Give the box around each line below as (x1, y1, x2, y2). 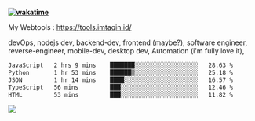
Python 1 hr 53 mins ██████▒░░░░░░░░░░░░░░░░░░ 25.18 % (8, 68, 234, 76)
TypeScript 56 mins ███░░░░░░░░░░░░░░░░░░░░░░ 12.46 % (8, 83, 234, 91)
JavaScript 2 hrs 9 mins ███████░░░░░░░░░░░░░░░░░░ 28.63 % (8, 61, 234, 69)
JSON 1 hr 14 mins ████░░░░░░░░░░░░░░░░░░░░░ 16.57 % (8, 75, 234, 84)
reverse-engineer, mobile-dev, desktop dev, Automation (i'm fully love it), (8, 46, 245, 55)
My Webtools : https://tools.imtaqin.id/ (8, 23, 132, 31)
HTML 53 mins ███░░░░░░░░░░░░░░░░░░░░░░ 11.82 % (8, 90, 234, 98)
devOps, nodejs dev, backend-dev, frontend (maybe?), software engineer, (8, 38, 248, 47)
